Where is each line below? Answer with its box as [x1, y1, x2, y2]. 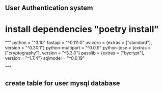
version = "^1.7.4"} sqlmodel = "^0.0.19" [5, 55, 85, 61]
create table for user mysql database [5, 79, 120, 87]
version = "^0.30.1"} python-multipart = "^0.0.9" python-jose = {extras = [5, 45, 151, 51]
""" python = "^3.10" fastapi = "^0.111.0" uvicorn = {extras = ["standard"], [5, 40, 152, 46]
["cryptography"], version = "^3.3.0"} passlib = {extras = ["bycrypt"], [5, 50, 145, 56]
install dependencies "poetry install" [5, 23, 159, 35]
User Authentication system [5, 4, 93, 12]
